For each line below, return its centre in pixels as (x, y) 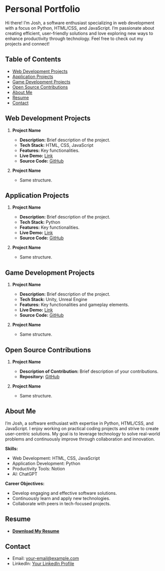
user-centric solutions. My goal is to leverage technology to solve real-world (82, 434)
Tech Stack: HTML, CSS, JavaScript (56, 145)
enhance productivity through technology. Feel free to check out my (74, 39)
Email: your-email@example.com (46, 558)
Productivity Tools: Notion (38, 469)
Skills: (12, 448)
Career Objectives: (25, 483)
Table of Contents (33, 60)
